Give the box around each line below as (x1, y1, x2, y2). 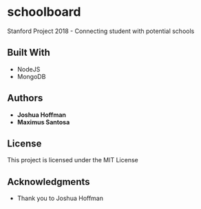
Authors (7, 92, 43, 104)
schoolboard (7, 4, 81, 20)
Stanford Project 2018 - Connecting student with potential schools (7, 27, 195, 35)
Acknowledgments (7, 176, 91, 188)
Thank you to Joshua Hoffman (17, 194, 103, 203)
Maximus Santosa (17, 118, 70, 126)
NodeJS (17, 65, 41, 73)
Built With (7, 47, 50, 58)
